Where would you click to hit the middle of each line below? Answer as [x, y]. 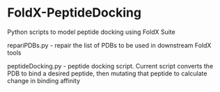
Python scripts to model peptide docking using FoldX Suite [91, 32]
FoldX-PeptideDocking [74, 13]
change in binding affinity [44, 80]
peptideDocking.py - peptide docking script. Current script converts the [110, 66]
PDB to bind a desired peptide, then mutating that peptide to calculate [107, 73]
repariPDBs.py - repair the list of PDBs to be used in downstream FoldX [109, 45]
